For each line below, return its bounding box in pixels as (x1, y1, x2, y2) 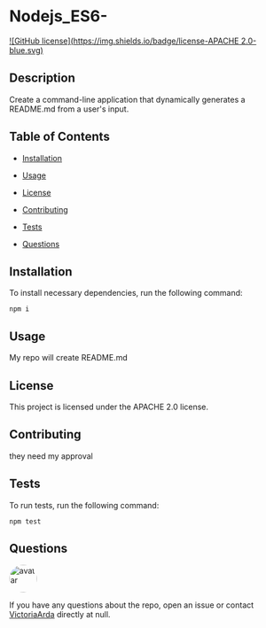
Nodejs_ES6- (9, 6, 108, 27)
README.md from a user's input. (9, 104, 129, 114)
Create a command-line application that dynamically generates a (9, 94, 246, 105)
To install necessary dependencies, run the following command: (9, 288, 243, 298)
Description (9, 71, 75, 86)
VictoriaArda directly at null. (9, 609, 111, 620)
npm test (9, 516, 42, 526)
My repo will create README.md (9, 353, 129, 363)
